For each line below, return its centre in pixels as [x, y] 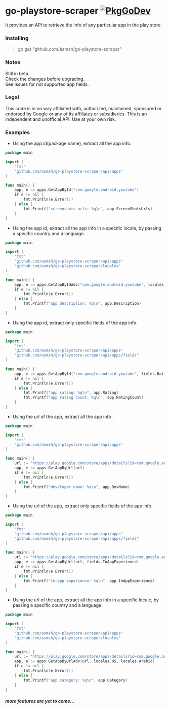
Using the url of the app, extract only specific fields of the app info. [82, 506]
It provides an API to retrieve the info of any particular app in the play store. [83, 25]
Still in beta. [17, 73]
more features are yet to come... [40, 701]
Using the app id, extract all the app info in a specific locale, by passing [87, 228]
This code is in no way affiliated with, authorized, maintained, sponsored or [83, 108]
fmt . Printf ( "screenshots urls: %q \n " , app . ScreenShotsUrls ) [88, 209]
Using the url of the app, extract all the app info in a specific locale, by [86, 600]
